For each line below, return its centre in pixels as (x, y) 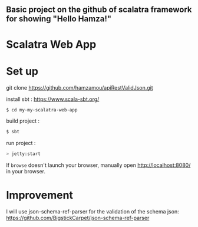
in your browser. (26, 172)
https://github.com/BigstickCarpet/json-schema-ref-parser (78, 218)
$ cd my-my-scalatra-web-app (42, 110)
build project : (23, 121)
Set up (22, 71)
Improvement (40, 195)
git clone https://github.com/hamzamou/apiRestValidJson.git (80, 87)
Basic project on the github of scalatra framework (99, 10)
